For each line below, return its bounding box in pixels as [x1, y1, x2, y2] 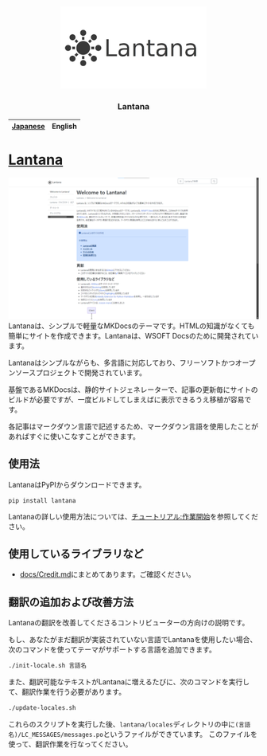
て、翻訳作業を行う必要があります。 [8, 687, 126, 697]
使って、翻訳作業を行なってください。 [8, 739, 133, 749]
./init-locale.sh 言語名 [8, 662, 87, 670]
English [51, 121, 77, 131]
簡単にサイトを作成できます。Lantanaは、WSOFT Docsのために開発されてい [8, 331, 259, 340]
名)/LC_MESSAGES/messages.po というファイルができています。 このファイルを [8, 729, 258, 738]
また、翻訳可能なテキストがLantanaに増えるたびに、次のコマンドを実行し [8, 677, 250, 687]
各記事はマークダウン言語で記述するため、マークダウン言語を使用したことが [8, 421, 258, 431]
